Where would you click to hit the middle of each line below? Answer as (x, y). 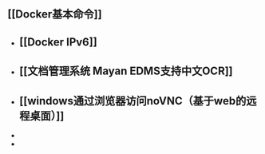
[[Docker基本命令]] (55, 14)
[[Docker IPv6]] (58, 42)
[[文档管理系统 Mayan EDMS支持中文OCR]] (126, 71)
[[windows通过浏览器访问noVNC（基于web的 (132, 101)
